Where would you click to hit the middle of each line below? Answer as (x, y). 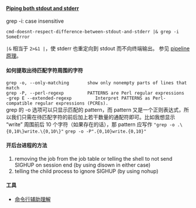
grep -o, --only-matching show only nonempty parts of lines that (97, 83)
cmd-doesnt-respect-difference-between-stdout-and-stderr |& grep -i (93, 32)
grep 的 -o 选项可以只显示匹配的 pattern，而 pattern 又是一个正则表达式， (95, 110)
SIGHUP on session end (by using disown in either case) (82, 165)
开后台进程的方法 (27, 145)
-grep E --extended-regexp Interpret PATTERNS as (78, 98)
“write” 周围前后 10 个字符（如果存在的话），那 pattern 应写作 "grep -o (90, 124)
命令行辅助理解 (32, 199)
